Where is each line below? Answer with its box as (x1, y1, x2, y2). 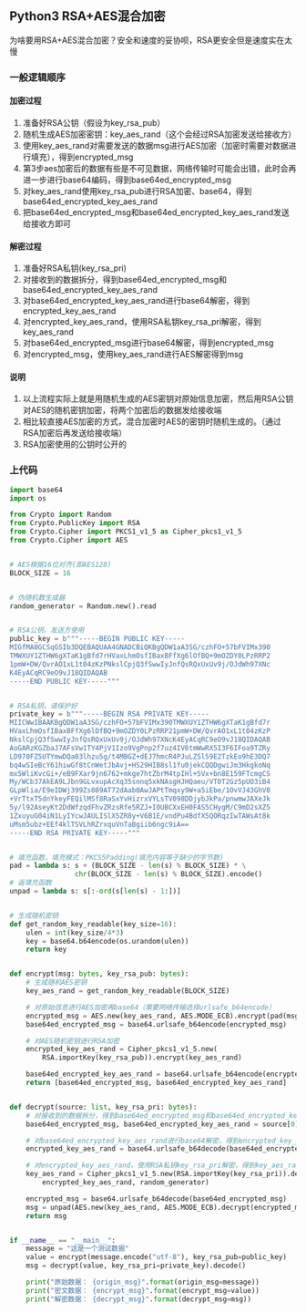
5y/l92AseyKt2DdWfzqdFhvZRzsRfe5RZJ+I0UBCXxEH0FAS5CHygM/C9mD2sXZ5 (9, 803, 271, 812)
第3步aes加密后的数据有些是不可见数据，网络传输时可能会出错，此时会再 (22, 162, 297, 173)
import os (9, 493, 47, 503)
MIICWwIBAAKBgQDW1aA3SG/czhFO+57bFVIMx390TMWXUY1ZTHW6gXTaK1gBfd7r (9, 719, 271, 728)
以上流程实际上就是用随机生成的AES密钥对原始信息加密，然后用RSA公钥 (22, 393, 294, 404)
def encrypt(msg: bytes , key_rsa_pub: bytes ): (9, 969, 189, 978)
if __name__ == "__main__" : (9, 1235, 117, 1245)
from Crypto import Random (9, 510, 112, 520)
